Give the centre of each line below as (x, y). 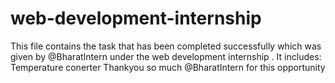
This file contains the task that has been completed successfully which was (166, 46)
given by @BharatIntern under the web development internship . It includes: (166, 56)
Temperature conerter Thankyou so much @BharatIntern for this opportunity (168, 67)
